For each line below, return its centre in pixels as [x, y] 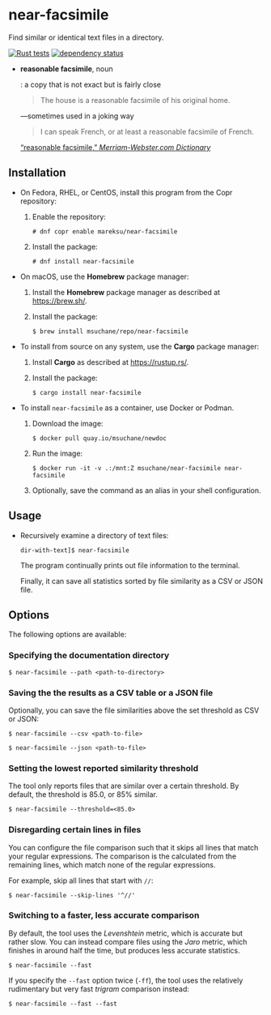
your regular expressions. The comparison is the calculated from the [123, 856]
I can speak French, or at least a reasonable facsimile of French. [147, 131]
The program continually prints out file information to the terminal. [130, 565]
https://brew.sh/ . [59, 301]
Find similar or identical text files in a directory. [86, 37]
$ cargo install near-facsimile [87, 392]
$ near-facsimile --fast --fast [63, 1004]
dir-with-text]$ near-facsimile [74, 550]
